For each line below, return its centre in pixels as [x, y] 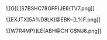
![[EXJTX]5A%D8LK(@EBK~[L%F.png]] [53, 19]
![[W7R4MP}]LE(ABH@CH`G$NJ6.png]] [53, 31]
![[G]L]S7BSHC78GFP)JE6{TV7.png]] [50, 8]
